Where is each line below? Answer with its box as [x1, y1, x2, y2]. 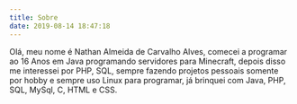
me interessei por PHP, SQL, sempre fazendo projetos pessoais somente [9, 65, 279, 76]
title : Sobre [9, 13, 58, 22]
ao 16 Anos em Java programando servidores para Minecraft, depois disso [9, 56, 286, 66]
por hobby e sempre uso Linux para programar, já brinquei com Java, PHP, [9, 74, 286, 85]
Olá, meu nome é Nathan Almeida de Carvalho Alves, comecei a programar [9, 46, 288, 56]
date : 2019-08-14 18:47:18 [9, 22, 111, 30]
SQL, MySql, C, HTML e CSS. [9, 84, 118, 95]
